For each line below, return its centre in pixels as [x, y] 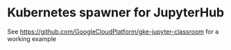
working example [32, 38]
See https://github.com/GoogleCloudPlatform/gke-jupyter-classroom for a [113, 32]
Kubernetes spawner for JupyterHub [115, 13]
